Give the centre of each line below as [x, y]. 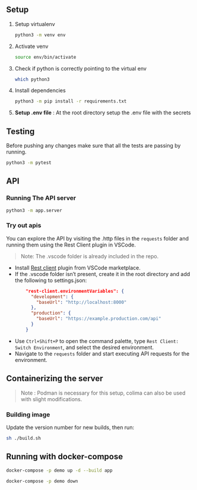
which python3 [32, 79]
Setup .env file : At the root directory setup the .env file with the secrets [103, 113]
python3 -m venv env [40, 35]
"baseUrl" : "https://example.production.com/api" [99, 319]
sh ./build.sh [24, 438]
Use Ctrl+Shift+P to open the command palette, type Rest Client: [97, 341]
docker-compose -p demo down [42, 481]
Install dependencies [40, 91]
